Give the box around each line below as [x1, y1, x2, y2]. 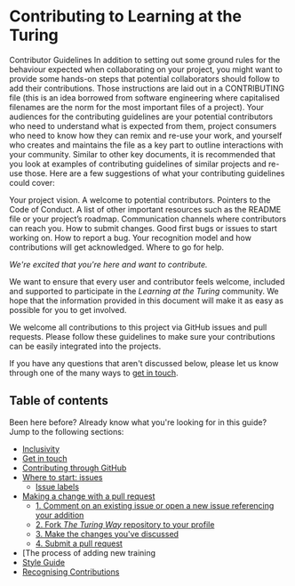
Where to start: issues [21, 471, 103, 482]
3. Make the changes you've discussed [35, 528, 179, 539]
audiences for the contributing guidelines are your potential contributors [9, 111, 274, 122]
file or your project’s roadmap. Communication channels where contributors [9, 213, 287, 224]
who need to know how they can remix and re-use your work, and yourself [9, 130, 283, 140]
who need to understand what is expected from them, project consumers [9, 120, 277, 131]
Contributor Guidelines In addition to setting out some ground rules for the [9, 54, 281, 65]
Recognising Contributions [21, 566, 120, 577]
